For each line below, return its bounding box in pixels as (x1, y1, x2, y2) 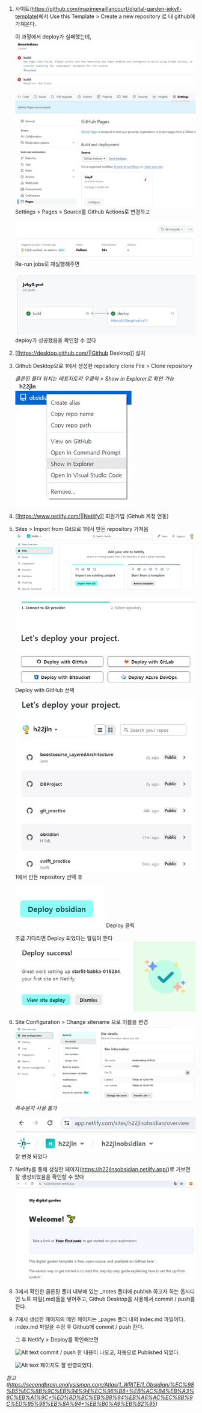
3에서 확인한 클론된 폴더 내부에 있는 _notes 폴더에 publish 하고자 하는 (14, 1288, 179, 1295)
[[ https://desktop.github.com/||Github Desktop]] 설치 (14, 349, 145, 357)
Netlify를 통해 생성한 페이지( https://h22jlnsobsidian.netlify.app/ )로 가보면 (14, 1165, 191, 1172)
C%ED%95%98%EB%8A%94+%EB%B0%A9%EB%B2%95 (6, 1400, 156, 1408)
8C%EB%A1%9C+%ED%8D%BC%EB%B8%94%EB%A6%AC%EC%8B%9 (6, 1394, 193, 1401)
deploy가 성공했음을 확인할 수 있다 (14, 337, 96, 344)
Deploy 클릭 (106, 922, 135, 929)
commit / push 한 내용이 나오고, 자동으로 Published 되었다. (40, 1349, 180, 1356)
